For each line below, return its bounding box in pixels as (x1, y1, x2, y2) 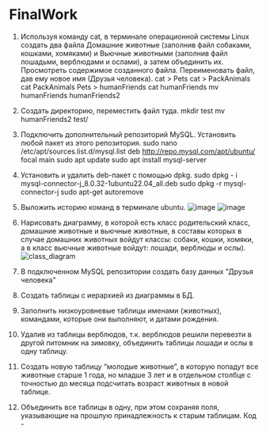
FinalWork (9, 6, 78, 24)
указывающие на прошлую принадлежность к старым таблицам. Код (20, 410, 256, 420)
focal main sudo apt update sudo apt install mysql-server (20, 154, 207, 164)
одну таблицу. (20, 346, 69, 355)
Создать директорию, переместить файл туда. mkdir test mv (20, 105, 225, 116)
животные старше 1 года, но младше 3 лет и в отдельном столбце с (20, 370, 252, 379)
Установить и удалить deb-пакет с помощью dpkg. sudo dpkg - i (20, 170, 238, 180)
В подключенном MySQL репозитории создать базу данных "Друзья (20, 267, 254, 276)
